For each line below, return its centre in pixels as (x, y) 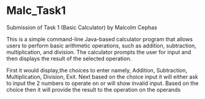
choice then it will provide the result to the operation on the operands (94, 89)
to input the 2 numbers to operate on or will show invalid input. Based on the (102, 83)
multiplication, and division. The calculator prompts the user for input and (99, 52)
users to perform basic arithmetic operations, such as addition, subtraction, (102, 46)
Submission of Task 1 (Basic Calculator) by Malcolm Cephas (82, 27)
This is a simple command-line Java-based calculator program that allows (100, 39)
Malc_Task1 (36, 11)
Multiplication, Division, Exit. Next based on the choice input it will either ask (102, 77)
